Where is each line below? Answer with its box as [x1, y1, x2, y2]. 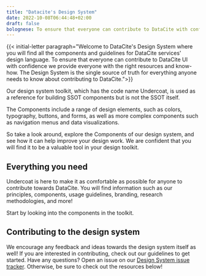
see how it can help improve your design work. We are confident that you [6, 137, 191, 145]
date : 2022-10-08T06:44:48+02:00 [6, 15, 92, 21]
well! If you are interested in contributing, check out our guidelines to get [6, 250, 190, 257]
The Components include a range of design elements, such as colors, [6, 105, 182, 113]
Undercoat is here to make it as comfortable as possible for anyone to [6, 178, 183, 185]
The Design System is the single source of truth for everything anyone [19, 69, 197, 77]
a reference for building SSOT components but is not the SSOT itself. [6, 94, 180, 101]
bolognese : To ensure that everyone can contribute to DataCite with [6, 26, 188, 33]
